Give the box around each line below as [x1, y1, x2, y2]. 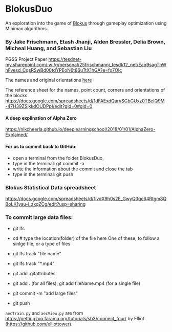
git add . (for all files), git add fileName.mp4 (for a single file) [12, 280, 141, 286]
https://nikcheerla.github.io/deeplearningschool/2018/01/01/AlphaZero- [5, 126, 156, 132]
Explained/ [5, 131, 28, 138]
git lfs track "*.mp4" [12, 260, 55, 267]
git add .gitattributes [12, 271, 56, 277]
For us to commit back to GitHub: [5, 144, 77, 150]
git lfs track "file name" [12, 251, 61, 257]
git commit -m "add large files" [12, 290, 78, 297]
